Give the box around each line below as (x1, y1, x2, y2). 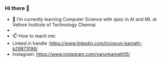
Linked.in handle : (12, 40, 50, 47)
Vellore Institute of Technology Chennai (12, 22, 96, 28)
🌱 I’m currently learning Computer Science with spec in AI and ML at (12, 16, 157, 23)
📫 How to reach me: (12, 33, 56, 39)
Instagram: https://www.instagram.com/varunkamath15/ (12, 51, 130, 57)
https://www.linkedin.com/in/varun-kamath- (49, 40, 143, 47)
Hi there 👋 (5, 5, 30, 12)
